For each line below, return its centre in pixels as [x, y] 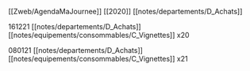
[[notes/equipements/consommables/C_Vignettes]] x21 [98, 59]
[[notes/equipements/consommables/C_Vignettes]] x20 [99, 35]
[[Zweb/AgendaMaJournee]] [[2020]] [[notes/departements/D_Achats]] [125, 11]
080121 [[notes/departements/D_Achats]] [75, 50]
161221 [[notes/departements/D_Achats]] [75, 26]
